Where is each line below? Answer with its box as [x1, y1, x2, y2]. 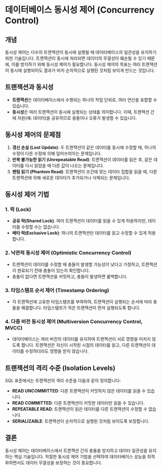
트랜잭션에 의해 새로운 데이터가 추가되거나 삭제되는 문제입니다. [12, 175, 130, 180]
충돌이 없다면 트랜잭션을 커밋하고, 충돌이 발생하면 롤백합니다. [12, 274, 128, 279]
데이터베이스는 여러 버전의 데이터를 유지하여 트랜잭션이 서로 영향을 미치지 [12, 336, 151, 342]
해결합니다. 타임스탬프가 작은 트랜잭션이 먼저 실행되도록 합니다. [21, 305, 141, 310]
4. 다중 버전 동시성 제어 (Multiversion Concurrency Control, [5, 318, 143, 325]
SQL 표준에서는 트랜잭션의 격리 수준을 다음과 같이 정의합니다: [5, 378, 121, 384]
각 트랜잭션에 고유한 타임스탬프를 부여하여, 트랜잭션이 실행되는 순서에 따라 [12, 299, 152, 305]
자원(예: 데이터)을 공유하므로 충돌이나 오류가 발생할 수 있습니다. [17, 115, 137, 121]
